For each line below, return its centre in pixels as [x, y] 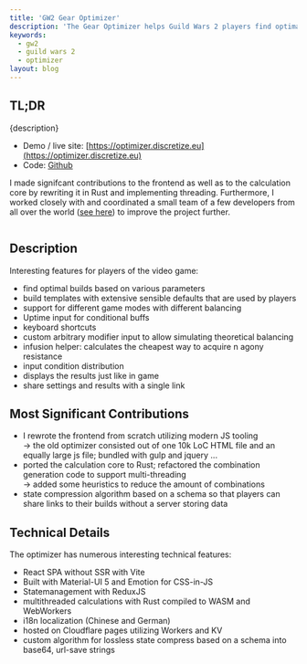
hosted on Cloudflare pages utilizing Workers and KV [122, 630]
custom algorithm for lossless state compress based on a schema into [154, 640]
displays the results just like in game [91, 375]
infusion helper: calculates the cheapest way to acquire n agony [143, 346]
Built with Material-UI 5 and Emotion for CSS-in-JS [118, 582]
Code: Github [48, 164]
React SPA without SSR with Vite [84, 573]
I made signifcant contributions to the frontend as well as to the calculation [150, 183]
